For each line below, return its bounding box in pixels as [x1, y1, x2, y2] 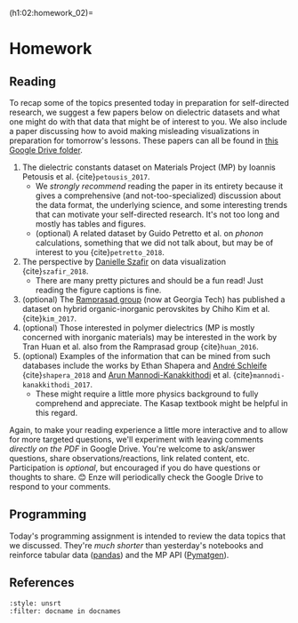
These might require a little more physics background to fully [35, 388, 259, 399]
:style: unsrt [9, 599, 62, 608]
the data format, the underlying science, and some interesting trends [35, 200, 287, 210]
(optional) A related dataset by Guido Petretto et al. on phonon [35, 228, 264, 238]
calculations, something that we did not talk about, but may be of [35, 237, 274, 248]
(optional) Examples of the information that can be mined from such [21, 351, 271, 361]
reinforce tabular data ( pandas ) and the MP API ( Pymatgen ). [9, 549, 230, 560]
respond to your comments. [9, 482, 111, 491]
